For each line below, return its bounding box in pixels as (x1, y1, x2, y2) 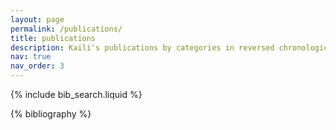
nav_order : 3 (10, 61, 65, 71)
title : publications (10, 33, 97, 43)
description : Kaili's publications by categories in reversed (10, 42, 275, 53)
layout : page (10, 14, 65, 25)
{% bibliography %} (10, 108, 92, 120)
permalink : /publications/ (10, 24, 123, 34)
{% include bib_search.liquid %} (10, 89, 143, 100)
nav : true (10, 52, 52, 62)
